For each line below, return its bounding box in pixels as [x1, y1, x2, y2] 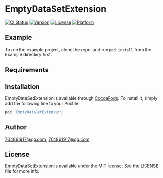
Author [5, 123, 27, 132]
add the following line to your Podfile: [5, 100, 80, 106]
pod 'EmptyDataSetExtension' [5, 109, 64, 115]
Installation [5, 82, 40, 90]
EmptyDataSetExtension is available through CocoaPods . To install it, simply [5, 95, 158, 101]
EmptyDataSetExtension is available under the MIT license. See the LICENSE [5, 163, 159, 169]
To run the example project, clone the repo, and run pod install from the [5, 46, 152, 52]
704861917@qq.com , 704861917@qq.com [5, 136, 90, 142]
